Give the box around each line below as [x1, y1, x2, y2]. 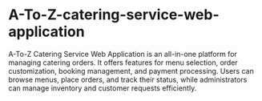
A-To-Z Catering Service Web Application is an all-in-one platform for [8, 49, 238, 59]
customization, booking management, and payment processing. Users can [8, 66, 254, 75]
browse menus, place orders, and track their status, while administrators [8, 75, 248, 84]
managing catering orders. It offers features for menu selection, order [8, 58, 238, 67]
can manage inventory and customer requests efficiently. [8, 83, 197, 93]
